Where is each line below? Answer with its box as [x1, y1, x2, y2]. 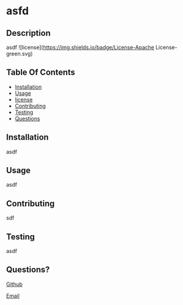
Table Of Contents [6, 67, 76, 78]
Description [6, 28, 51, 38]
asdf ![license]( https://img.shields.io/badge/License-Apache [6, 44, 155, 51]
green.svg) [6, 50, 33, 57]
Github [6, 281, 23, 288]
